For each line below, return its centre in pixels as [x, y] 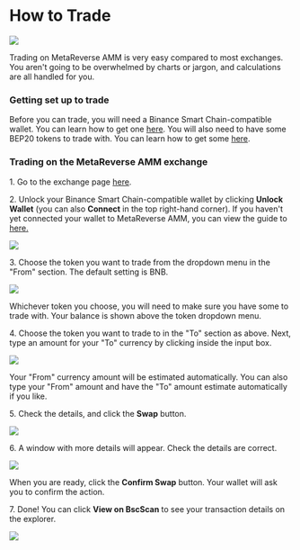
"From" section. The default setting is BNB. [89, 272]
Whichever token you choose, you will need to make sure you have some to [149, 306]
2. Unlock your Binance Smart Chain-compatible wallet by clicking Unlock [146, 199]
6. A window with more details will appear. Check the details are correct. [143, 447]
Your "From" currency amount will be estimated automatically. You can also [149, 377]
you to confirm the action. [57, 491]
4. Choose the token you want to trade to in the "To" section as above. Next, [150, 333]
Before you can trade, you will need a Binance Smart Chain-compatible [141, 120]
